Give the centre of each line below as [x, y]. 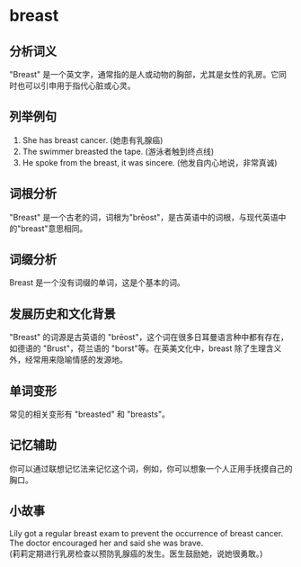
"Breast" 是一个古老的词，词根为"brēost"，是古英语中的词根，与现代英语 [144, 217]
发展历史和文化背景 [62, 314]
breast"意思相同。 [54, 228]
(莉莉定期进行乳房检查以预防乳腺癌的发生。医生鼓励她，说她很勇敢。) [136, 553]
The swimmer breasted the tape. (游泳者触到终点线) [118, 151]
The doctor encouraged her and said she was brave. [106, 543]
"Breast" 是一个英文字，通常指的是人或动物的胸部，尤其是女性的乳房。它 [144, 74]
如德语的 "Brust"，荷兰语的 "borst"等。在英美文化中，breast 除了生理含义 [146, 348]
